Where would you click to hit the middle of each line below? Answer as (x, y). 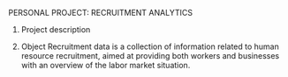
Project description (56, 29)
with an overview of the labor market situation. (106, 65)
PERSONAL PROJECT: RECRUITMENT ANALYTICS (101, 13)
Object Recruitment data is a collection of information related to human (150, 46)
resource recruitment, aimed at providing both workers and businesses (150, 56)
